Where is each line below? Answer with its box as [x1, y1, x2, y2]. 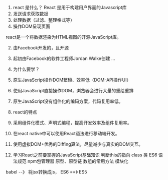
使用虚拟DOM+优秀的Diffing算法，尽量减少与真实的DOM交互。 [13, 141, 143, 147]
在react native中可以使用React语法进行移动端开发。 [13, 131, 120, 136]
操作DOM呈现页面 [13, 23, 51, 29]
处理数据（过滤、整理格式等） [13, 17, 75, 23]
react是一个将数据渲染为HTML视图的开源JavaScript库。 [6, 34, 122, 40]
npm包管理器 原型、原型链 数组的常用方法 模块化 [27, 158, 128, 164]
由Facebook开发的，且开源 [13, 45, 69, 50]
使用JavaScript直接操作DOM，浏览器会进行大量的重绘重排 [13, 88, 134, 93]
